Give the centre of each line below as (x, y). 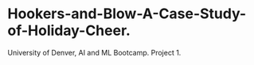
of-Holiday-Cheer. (69, 31)
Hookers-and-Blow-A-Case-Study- (127, 14)
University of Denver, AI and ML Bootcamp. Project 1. (94, 52)
